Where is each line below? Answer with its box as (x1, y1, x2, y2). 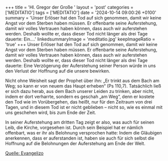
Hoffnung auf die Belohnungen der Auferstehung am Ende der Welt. (5, 140, 145, 146)
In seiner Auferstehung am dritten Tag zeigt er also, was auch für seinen (5, 119, 154, 125)
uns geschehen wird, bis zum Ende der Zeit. (5, 109, 96, 115)
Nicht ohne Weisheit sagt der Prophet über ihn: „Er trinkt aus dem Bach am (5, 77, 159, 83)
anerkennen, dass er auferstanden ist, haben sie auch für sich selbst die (5, 135, 154, 141)
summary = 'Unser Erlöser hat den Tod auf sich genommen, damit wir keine (5, 15, 161, 20)
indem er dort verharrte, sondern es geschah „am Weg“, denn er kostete (5, 93, 154, 99)
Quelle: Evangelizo (5, 150, 44, 156)
